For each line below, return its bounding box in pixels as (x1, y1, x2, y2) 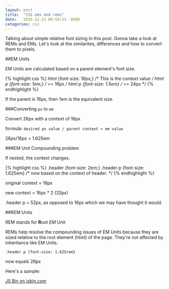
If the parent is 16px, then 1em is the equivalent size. (5, 96, 114, 102)
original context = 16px (5, 180, 53, 186)
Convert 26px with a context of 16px (5, 116, 81, 122)
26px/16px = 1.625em (5, 135, 50, 142)
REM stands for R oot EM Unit (5, 219, 66, 225)
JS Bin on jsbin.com (5, 278, 46, 284)
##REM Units (5, 210, 33, 216)
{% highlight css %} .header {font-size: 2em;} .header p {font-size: (5, 165, 145, 171)
